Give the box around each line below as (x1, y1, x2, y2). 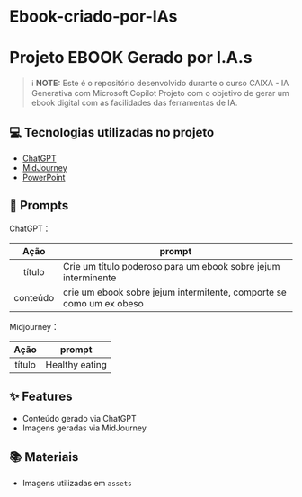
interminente (62, 271, 117, 284)
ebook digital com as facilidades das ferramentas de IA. (31, 97, 238, 109)
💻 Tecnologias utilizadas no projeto (9, 124, 215, 140)
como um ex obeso (62, 297, 144, 309)
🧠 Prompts (9, 198, 69, 213)
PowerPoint (22, 172, 66, 182)
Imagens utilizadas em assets (22, 478, 132, 489)
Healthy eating (45, 358, 108, 370)
